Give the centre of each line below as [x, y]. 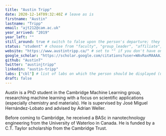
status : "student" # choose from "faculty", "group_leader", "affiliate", [84, 46]
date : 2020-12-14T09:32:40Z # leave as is [49, 14]
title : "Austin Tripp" [28, 10]
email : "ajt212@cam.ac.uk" [33, 28]
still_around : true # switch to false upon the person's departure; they [83, 42]
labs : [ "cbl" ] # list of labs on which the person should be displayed [80, 74]
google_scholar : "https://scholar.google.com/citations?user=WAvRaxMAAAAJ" [85, 55]
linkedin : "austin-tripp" [32, 69]
